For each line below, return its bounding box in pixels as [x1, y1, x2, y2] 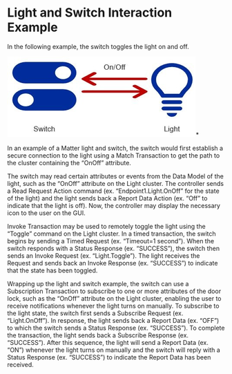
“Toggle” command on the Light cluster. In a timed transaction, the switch [7, 230, 216, 238]
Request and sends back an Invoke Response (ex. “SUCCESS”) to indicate [7, 259, 218, 267]
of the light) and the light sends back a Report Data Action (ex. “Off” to [7, 194, 208, 202]
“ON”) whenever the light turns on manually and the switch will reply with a [7, 346, 221, 354]
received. [7, 360, 35, 368]
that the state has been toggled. [7, 266, 98, 274]
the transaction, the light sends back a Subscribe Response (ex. [7, 330, 188, 339]
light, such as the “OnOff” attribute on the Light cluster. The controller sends [7, 179, 224, 187]
